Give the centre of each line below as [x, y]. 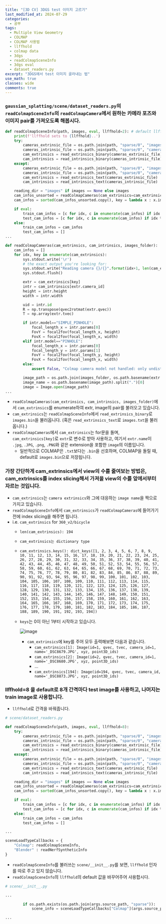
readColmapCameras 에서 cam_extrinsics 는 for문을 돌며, [66, 433]
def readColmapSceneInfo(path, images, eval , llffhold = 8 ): [67, 727]
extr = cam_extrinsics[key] [52, 282]
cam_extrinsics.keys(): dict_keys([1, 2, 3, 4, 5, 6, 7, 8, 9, [86, 551]
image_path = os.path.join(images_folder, [67, 378]
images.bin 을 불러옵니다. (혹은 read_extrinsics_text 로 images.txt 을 [80, 420]
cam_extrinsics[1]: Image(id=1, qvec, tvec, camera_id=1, [95, 647]
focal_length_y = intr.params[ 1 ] [66, 351]
